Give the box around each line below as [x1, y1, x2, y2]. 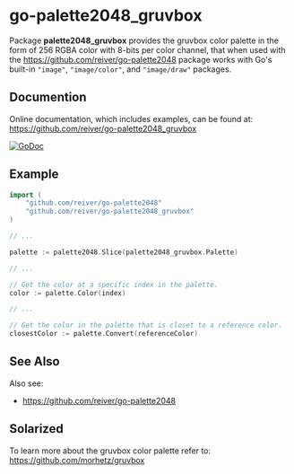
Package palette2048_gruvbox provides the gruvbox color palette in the [9, 35, 280, 46]
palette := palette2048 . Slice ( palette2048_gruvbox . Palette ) [9, 248, 239, 257]
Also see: [9, 378, 44, 389]
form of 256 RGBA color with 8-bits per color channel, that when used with [9, 44, 286, 55]
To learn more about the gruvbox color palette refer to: [9, 445, 212, 456]
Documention [9, 90, 87, 105]
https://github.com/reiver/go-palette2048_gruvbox [9, 123, 197, 134]
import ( [9, 190, 42, 199]
